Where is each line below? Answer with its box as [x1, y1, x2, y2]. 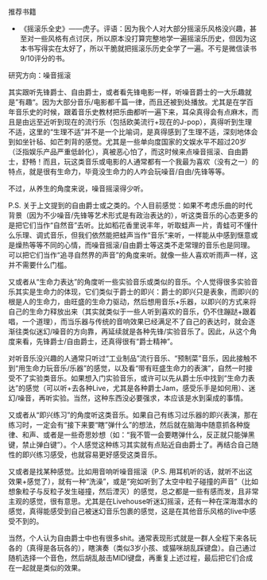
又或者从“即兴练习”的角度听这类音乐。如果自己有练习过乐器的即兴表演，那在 [8, 410, 258, 420]
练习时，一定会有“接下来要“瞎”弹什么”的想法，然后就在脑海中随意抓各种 [8, 420, 244, 429]
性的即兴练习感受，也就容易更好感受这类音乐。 [8, 450, 161, 459]
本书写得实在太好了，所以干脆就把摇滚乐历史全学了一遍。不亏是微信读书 [19, 44, 257, 53]
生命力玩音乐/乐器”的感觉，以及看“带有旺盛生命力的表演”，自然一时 [25, 364, 246, 373]
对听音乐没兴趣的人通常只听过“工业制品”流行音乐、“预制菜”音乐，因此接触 [8, 354, 250, 363]
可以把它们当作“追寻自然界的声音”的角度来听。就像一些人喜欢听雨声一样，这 [8, 250, 258, 260]
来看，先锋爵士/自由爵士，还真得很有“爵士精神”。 [14, 337, 177, 346]
